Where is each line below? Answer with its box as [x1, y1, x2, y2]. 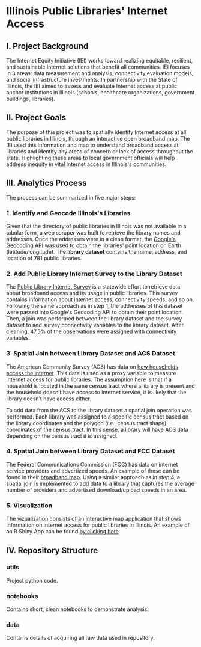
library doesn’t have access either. [6, 395, 92, 402]
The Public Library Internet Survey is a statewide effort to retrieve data [6, 283, 181, 290]
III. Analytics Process [6, 178, 87, 188]
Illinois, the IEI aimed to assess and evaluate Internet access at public [6, 82, 178, 90]
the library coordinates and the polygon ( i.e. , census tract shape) [6, 419, 167, 426]
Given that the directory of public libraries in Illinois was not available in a [6, 222, 187, 230]
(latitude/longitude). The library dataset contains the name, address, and [6, 248, 187, 255]
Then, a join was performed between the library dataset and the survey [6, 315, 182, 322]
